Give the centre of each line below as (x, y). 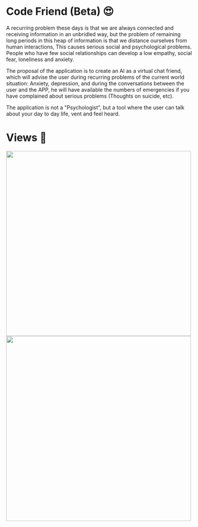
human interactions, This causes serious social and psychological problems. (99, 47)
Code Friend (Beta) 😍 (60, 12)
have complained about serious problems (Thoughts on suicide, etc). (90, 96)
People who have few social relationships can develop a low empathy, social (99, 53)
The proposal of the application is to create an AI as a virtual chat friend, (94, 70)
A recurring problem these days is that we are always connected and (90, 28)
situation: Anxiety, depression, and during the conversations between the (95, 83)
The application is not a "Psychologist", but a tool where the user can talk (95, 107)
